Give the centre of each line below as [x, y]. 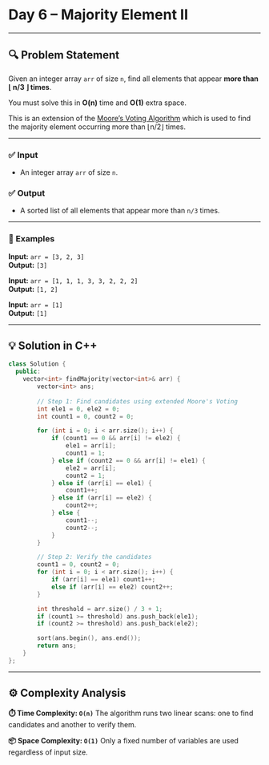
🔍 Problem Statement [64, 55]
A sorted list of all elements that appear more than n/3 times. [120, 211]
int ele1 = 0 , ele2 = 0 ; [78, 409]
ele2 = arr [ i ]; [90, 468]
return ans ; [57, 646]
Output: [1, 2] [33, 289]
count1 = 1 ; [85, 453]
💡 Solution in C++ [53, 346]
